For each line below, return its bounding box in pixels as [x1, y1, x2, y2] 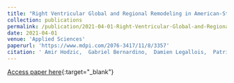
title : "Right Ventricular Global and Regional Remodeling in [7, 10, 192, 17]
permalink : [7, 23, 39, 30]
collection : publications [7, 17, 82, 24]
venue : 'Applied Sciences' [7, 36, 86, 43]
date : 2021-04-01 [7, 29, 58, 37]
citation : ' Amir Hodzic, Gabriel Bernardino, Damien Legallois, [7, 49, 208, 56]
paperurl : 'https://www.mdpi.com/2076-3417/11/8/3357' [7, 42, 170, 49]
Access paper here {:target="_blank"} [7, 67, 114, 76]
